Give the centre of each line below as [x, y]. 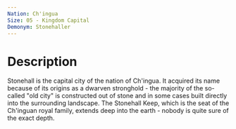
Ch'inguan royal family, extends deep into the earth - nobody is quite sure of [118, 111]
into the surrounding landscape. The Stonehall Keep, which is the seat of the [118, 103]
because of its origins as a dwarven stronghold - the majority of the [105, 88]
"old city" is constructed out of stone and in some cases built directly [127, 96]
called [16, 96]
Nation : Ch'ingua [33, 14]
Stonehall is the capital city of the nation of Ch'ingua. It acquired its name [114, 81]
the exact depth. [31, 118]
